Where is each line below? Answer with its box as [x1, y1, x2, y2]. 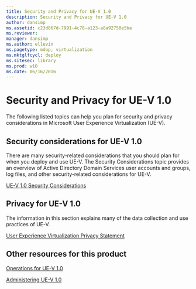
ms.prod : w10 [6, 63, 38, 69]
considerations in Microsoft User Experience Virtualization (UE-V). [6, 120, 166, 127]
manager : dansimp [6, 36, 49, 42]
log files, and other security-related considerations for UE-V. [6, 171, 152, 178]
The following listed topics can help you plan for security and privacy [6, 113, 173, 120]
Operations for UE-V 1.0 [6, 264, 63, 271]
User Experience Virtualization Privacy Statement [6, 232, 125, 239]
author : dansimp [6, 19, 46, 25]
